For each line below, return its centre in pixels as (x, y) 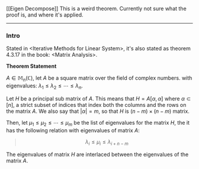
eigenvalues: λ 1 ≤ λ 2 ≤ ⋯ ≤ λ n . (44, 86)
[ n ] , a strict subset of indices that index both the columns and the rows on (96, 105)
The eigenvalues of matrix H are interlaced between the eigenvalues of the (97, 155)
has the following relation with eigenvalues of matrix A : (73, 130)
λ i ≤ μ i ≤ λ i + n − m (107, 142)
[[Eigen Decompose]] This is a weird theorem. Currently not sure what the (96, 9)
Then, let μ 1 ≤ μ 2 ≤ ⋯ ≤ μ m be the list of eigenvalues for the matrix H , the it (98, 123)
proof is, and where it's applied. (45, 15)
